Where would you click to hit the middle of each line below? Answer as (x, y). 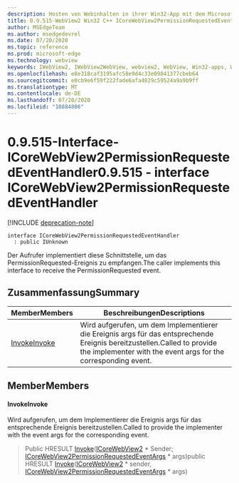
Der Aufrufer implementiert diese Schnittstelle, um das (87, 255)
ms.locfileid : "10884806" (46, 107)
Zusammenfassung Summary (74, 293)
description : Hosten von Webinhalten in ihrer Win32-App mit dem (106, 14)
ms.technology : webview (43, 61)
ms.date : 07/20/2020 (38, 41)
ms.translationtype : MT (43, 87)
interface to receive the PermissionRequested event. (84, 270)
